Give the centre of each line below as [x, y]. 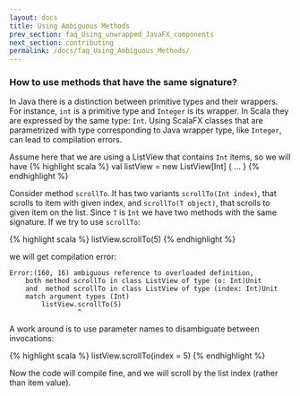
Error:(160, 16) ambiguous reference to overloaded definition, [132, 273]
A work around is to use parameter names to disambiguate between [134, 329]
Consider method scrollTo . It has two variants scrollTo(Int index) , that [143, 194]
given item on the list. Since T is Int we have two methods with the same [143, 212]
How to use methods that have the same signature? [123, 82]
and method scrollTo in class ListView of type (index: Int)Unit [152, 289]
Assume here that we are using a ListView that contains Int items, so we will [150, 157]
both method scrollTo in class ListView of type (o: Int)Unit [144, 281]
